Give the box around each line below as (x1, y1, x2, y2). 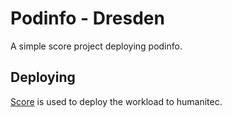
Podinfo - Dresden (10, 7, 165, 30)
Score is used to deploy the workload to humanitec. (10, 95, 223, 107)
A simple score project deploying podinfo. (10, 40, 183, 52)
